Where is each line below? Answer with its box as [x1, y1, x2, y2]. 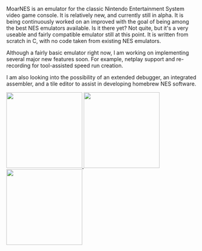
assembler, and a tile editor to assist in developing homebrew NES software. [6, 80, 197, 87]
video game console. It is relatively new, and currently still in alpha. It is [6, 12, 184, 19]
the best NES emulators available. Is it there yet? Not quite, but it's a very [6, 24, 189, 32]
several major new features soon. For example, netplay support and [6, 56, 175, 62]
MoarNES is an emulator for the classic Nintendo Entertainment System [6, 5, 185, 12]
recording [6, 62, 31, 69]
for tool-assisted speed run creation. [32, 62, 123, 69]
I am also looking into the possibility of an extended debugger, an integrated [6, 74, 197, 81]
